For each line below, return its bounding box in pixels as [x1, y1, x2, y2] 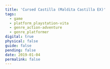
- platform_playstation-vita [9, 20, 69, 26]
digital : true [5, 34, 34, 39]
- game [9, 16, 23, 21]
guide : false [5, 43, 32, 48]
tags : [5, 12, 16, 17]
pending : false [5, 48, 36, 52]
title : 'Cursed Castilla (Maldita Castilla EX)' [5, 7, 106, 12]
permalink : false [5, 57, 41, 62]
